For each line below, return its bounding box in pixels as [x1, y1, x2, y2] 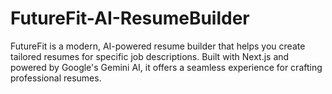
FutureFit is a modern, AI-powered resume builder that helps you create [10, 40, 306, 52]
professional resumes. [10, 72, 102, 84]
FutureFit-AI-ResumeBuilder [10, 7, 250, 30]
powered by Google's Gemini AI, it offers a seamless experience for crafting [10, 61, 323, 73]
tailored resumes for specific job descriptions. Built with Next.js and [10, 50, 290, 62]
